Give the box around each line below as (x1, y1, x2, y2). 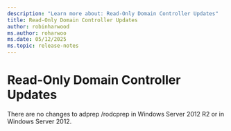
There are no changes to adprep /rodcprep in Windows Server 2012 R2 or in (7, 110, 224, 118)
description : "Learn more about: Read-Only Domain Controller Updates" (7, 10, 219, 17)
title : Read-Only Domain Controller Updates (7, 17, 138, 24)
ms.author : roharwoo (7, 29, 67, 37)
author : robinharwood (7, 23, 70, 30)
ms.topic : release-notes (7, 42, 79, 49)
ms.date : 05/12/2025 (7, 36, 67, 43)
